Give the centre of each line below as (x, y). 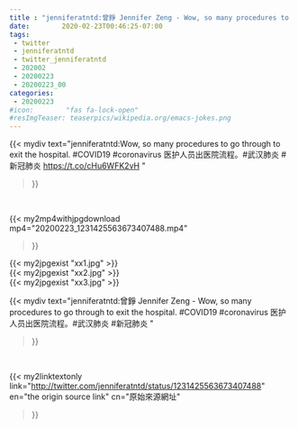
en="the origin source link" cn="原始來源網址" (95, 396)
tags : (19, 34)
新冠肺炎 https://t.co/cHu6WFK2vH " (77, 166)
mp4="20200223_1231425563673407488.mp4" (99, 228)
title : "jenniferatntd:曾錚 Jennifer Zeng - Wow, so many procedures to (149, 18)
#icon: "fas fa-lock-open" (74, 110)
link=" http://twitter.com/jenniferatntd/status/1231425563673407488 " (137, 386)
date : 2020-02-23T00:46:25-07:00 (86, 26)
